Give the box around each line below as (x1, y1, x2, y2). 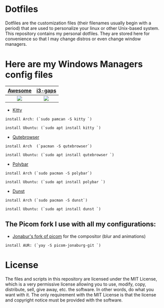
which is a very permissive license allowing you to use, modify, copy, (5, 281, 147, 287)
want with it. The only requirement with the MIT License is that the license (5, 292, 157, 298)
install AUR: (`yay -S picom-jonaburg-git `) (5, 243, 101, 248)
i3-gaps (36, 87, 57, 94)
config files (5, 69, 53, 81)
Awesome (7, 87, 32, 94)
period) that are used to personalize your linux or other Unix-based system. (5, 25, 160, 31)
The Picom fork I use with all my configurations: (5, 220, 156, 228)
